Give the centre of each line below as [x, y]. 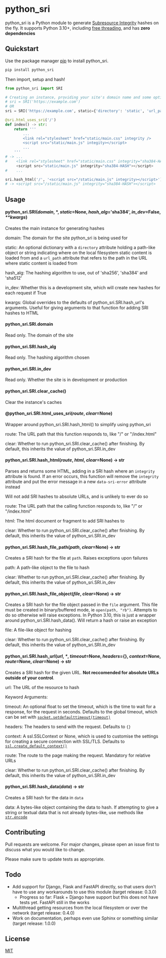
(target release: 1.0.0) [34, 923]
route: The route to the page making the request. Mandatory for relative [78, 755]
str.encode [16, 817]
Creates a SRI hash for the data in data [44, 797]
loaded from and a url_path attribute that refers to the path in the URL [76, 258]
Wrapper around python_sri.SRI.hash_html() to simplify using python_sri [78, 424]
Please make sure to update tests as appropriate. [55, 859]
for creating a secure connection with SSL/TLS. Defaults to [65, 741]
